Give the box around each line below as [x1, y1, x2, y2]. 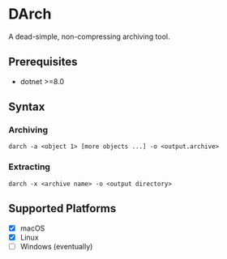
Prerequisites [8, 55, 78, 69]
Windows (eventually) [19, 241, 93, 251]
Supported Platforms [8, 202, 117, 215]
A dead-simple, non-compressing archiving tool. [8, 32, 170, 41]
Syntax [8, 100, 45, 114]
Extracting [8, 161, 51, 172]
